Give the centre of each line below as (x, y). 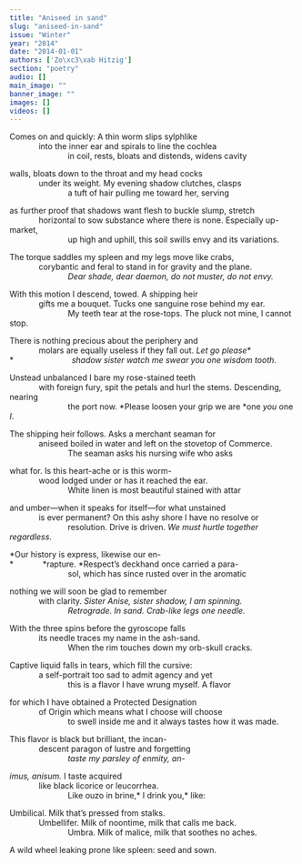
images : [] (30, 102)
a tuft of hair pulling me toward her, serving (149, 193)
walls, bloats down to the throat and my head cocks (106, 174)
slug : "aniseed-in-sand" (56, 26)
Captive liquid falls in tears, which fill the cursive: (101, 666)
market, (24, 230)
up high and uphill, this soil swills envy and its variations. (174, 240)
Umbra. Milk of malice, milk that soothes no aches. (162, 832)
